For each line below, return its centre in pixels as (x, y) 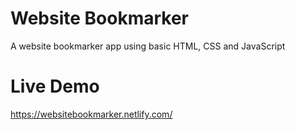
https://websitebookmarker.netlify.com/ (91, 114)
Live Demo (55, 86)
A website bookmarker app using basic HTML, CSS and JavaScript (148, 46)
